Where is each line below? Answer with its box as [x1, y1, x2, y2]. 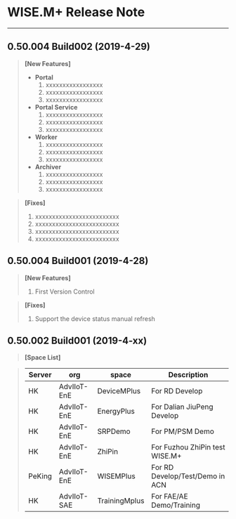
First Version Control [34, 287, 95, 296]
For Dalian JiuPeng [150, 402, 214, 412]
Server [28, 370, 52, 380]
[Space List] [24, 353, 61, 362]
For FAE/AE [150, 492, 188, 501]
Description [168, 370, 209, 380]
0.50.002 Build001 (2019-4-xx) [7, 334, 147, 346]
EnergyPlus [97, 407, 135, 416]
